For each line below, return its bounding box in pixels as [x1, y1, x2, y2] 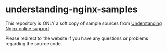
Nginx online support [5, 25, 49, 31]
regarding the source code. [5, 40, 62, 46]
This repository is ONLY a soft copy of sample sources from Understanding [5, 20, 162, 26]
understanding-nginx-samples [5, 4, 138, 15]
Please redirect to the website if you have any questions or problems [5, 35, 148, 41]
